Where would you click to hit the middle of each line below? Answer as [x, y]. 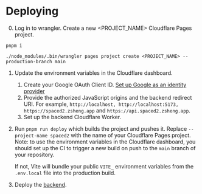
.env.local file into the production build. [65, 173]
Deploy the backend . [40, 184]
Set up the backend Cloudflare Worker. [72, 117]
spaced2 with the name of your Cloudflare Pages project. [120, 135]
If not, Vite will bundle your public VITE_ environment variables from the [104, 166]
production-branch [29, 61]
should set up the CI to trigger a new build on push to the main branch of [105, 148]
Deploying [32, 11]
